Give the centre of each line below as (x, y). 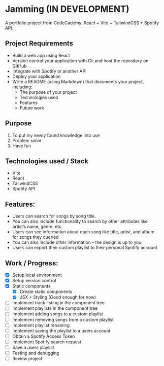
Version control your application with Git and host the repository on (80, 61)
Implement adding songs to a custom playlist (58, 314)
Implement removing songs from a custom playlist (63, 320)
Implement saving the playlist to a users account (61, 330)
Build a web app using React (41, 55)
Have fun (21, 146)
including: (22, 87)
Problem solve (27, 140)
